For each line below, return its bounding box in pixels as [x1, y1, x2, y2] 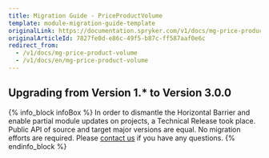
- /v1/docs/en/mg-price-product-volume [15, 57, 149, 65]
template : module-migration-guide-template [8, 19, 156, 27]
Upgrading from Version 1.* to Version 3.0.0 [8, 86, 232, 100]
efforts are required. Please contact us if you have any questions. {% [8, 133, 235, 143]
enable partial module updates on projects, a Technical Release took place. [8, 115, 256, 125]
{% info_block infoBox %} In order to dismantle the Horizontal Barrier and [8, 107, 251, 117]
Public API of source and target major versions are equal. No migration [8, 124, 242, 134]
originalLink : [8, 26, 56, 34]
